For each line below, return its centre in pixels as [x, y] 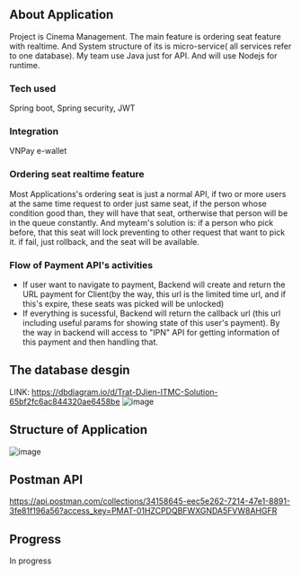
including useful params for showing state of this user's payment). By [151, 323]
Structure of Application [79, 430]
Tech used [33, 88]
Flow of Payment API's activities [81, 265]
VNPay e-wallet [38, 151]
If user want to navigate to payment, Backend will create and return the [154, 284]
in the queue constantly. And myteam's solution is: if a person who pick [142, 222]
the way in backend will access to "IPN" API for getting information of [151, 332]
